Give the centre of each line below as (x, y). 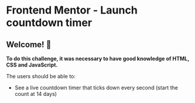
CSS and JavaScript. (32, 65)
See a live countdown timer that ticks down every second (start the (96, 88)
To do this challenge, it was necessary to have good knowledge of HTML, (98, 59)
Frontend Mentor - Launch (72, 10)
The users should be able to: (41, 76)
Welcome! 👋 (29, 44)
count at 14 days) (36, 94)
